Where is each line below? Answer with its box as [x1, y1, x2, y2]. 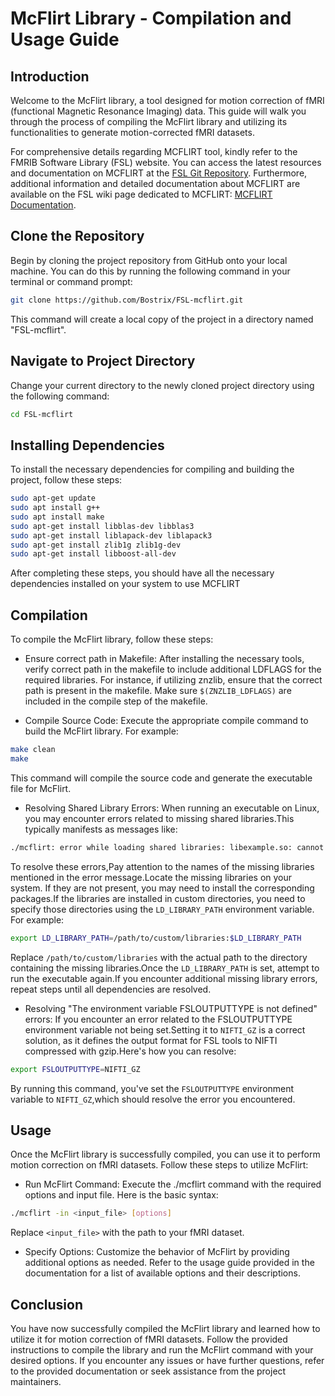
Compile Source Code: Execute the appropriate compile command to [24, 715, 309, 727]
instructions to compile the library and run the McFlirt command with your [10, 1344, 314, 1356]
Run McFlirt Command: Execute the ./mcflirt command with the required [24, 1178, 322, 1191]
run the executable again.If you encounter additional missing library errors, [10, 972, 318, 984]
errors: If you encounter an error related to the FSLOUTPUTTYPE [24, 1013, 293, 1025]
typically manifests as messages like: [24, 823, 178, 835]
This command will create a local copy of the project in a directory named [10, 313, 314, 325]
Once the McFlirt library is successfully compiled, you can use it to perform [10, 1148, 321, 1161]
